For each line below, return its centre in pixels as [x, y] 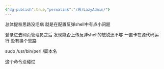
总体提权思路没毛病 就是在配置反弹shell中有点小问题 [58, 24]
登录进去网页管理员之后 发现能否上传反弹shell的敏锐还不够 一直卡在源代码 [80, 34]
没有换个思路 [24, 41]
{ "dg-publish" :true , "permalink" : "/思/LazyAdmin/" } [58, 10]
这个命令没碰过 [20, 61]
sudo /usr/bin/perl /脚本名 [31, 51]
